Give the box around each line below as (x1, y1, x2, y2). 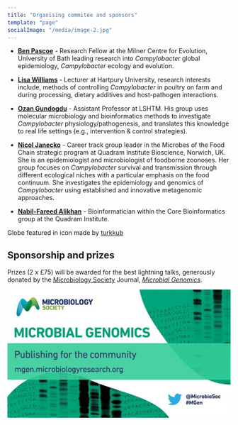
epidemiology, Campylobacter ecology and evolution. (17, 62, 174, 70)
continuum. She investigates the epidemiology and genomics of (17, 178, 204, 187)
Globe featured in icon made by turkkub (7, 228, 124, 237)
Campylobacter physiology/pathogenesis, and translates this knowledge (17, 119, 229, 128)
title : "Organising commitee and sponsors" (7, 11, 138, 18)
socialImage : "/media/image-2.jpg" (7, 26, 113, 33)
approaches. (17, 194, 55, 202)
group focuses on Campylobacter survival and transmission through (17, 163, 217, 172)
